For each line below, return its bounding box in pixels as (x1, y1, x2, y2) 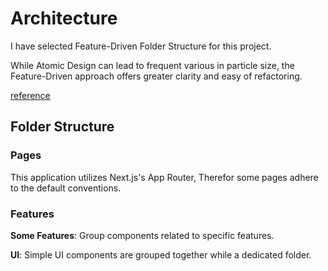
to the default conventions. (10, 182, 122, 194)
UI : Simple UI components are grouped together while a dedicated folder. (10, 248, 312, 261)
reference (10, 89, 51, 101)
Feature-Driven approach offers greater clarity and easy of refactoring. (10, 70, 303, 82)
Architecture (10, 7, 118, 30)
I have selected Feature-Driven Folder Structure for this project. (10, 40, 272, 52)
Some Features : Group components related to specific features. (10, 229, 275, 241)
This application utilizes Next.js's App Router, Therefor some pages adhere (10, 171, 319, 183)
